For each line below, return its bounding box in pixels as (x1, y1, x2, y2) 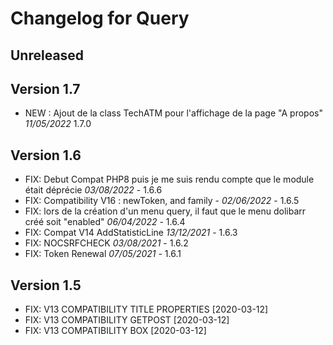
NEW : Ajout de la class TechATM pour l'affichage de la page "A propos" (24, 107, 323, 119)
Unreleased (10, 47, 85, 64)
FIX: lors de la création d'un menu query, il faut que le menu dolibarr (24, 205, 307, 217)
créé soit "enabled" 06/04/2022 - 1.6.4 (24, 216, 186, 228)
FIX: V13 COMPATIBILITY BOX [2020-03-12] (24, 325, 207, 337)
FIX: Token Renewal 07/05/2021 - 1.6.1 (24, 248, 182, 260)
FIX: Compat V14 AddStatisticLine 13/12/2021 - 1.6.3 (24, 227, 238, 239)
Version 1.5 (10, 277, 82, 294)
